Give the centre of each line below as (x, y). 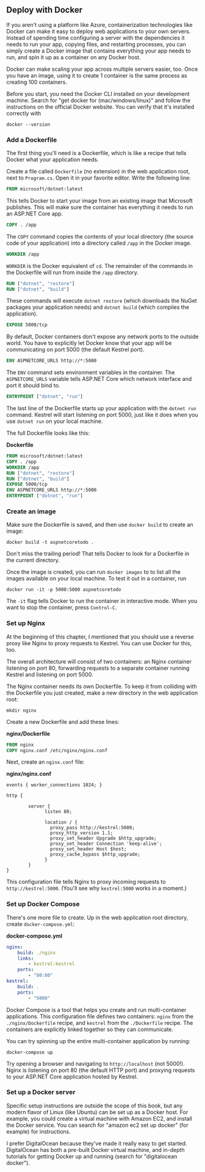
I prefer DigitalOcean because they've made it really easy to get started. (97, 1143)
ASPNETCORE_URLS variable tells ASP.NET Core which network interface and (99, 379)
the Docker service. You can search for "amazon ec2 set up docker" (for (97, 1125)
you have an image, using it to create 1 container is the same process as (97, 75)
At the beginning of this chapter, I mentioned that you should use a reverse (100, 637)
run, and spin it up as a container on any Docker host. (74, 57)
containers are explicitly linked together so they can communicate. (90, 1029)
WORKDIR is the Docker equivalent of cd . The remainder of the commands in (100, 266)
